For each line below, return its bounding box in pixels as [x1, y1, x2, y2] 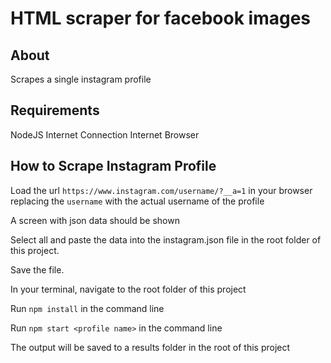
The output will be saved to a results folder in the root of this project [10, 341, 291, 353]
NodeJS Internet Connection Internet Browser [10, 128, 200, 141]
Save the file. [10, 263, 65, 276]
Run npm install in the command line [10, 302, 165, 314]
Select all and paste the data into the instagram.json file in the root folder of [10, 233, 322, 246]
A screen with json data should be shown [10, 214, 180, 226]
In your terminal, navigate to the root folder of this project [10, 283, 247, 295]
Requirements [10, 102, 100, 119]
